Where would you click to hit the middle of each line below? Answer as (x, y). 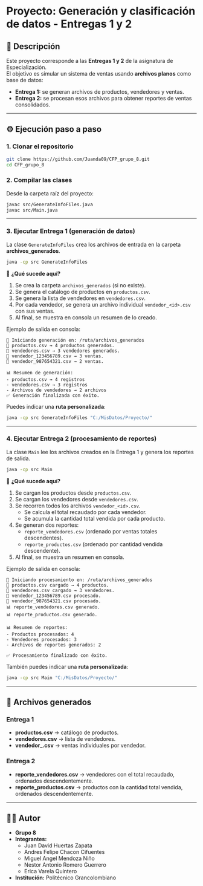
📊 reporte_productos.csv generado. (52, 614)
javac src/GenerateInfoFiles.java (50, 204)
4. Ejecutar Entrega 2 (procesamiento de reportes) (82, 438)
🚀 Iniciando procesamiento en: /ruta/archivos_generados (79, 580)
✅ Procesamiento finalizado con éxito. (57, 655)
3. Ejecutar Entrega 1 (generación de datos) (71, 231)
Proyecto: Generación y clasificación (101, 11)
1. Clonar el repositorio (40, 146)
